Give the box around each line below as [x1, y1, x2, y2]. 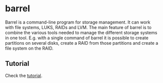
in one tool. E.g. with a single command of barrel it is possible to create [5, 35, 149, 41]
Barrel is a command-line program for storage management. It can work [5, 19, 151, 25]
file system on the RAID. [5, 45, 54, 51]
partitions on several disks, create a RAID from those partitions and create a [5, 40, 159, 46]
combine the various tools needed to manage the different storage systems [5, 29, 158, 35]
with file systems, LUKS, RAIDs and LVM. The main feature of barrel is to [5, 24, 152, 30]
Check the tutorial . [5, 72, 43, 79]
